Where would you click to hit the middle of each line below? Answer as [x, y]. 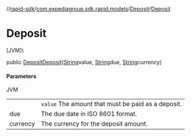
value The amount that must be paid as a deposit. [112, 104]
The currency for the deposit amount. [94, 124]
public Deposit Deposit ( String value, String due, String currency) [84, 62]
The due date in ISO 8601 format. [89, 114]
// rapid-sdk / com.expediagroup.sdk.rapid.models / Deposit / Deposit [89, 9]
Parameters [21, 76]
